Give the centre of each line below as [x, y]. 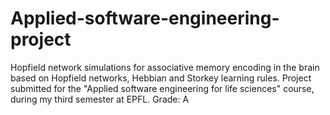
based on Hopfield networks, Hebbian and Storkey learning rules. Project [161, 78]
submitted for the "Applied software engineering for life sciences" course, [162, 88]
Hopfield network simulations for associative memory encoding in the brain [165, 67]
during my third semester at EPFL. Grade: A [100, 99]
